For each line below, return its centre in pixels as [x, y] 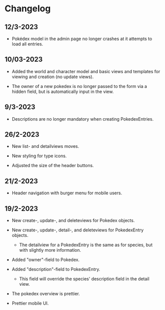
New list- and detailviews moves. [45, 146]
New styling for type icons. [39, 156]
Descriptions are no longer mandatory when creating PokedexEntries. [82, 119]
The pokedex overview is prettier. [46, 294]
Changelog [28, 9]
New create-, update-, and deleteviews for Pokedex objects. [73, 221]
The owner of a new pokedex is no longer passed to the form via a [79, 86]
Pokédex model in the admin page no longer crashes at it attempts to [82, 39]
